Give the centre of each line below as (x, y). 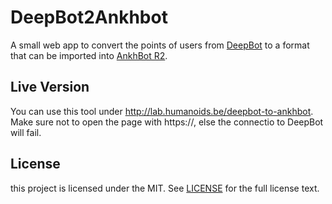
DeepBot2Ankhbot (89, 17)
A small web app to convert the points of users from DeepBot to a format (160, 45)
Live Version (50, 87)
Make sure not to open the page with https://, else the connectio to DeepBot (167, 122)
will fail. (26, 132)
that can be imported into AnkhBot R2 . (89, 55)
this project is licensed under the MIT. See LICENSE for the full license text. (165, 188)
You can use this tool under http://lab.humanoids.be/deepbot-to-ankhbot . (162, 111)
